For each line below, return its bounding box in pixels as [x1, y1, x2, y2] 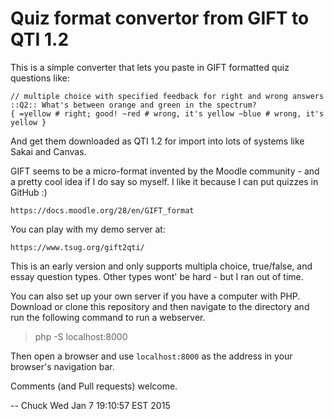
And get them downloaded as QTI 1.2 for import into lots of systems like [10, 135, 305, 147]
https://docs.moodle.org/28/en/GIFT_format [10, 205, 195, 216]
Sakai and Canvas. [10, 145, 87, 157]
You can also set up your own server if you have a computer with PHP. [10, 290, 301, 302]
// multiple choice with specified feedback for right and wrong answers [10, 91, 325, 101]
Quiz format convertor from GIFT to [10, 7, 310, 30]
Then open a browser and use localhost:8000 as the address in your [10, 350, 293, 362]
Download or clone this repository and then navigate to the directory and [10, 300, 310, 312]
